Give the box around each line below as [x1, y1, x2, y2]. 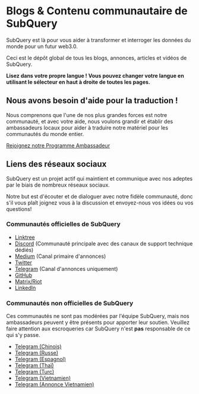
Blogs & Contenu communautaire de [6, 4, 188, 18]
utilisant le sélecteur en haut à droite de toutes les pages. [6, 78, 150, 86]
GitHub [14, 272, 33, 279]
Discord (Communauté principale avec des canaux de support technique [14, 239, 193, 247]
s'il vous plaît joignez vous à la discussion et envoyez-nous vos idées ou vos [6, 199, 194, 206]
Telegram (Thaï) [14, 362, 55, 369]
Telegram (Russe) [14, 349, 58, 357]
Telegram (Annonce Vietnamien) [14, 381, 94, 388]
